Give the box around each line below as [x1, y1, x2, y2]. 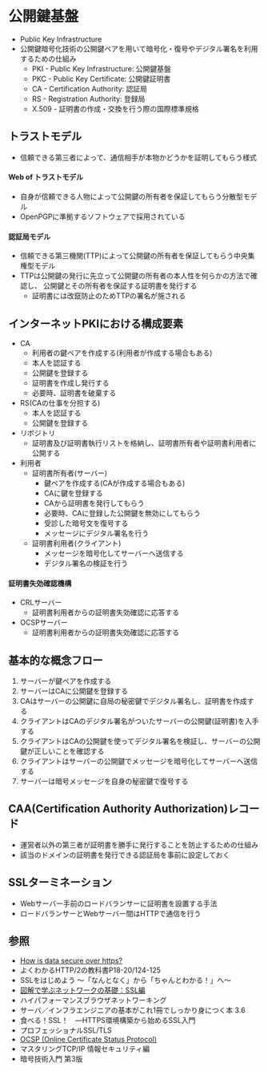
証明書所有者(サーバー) [31, 468, 108, 478]
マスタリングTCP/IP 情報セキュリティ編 [19, 1044, 150, 1054]
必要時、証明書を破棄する [31, 388, 117, 398]
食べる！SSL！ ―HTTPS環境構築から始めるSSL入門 [19, 1016, 196, 1025]
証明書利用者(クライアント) [31, 538, 122, 548]
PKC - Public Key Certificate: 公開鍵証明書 [31, 74, 171, 83]
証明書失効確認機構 [8, 578, 72, 588]
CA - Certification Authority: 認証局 [31, 83, 148, 93]
